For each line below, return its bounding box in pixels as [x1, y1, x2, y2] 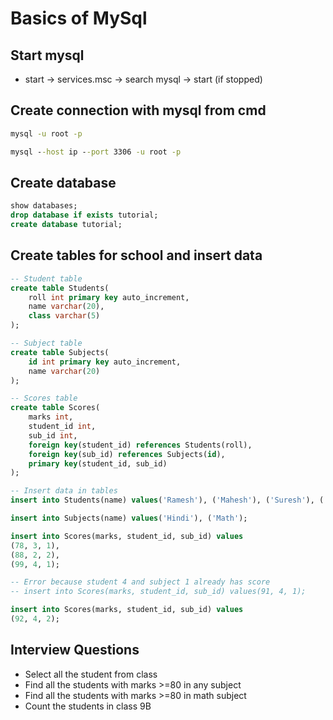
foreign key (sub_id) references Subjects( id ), [28, 449, 226, 459]
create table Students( [10, 283, 110, 293]
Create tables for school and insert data [10, 247, 263, 264]
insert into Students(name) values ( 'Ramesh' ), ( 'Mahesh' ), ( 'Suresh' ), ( [10, 495, 325, 506]
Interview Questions [10, 642, 140, 659]
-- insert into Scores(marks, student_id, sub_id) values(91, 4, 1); [10, 587, 307, 597]
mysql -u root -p [10, 128, 83, 139]
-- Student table [10, 273, 83, 284]
